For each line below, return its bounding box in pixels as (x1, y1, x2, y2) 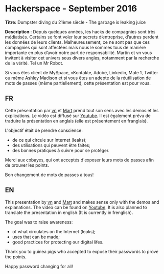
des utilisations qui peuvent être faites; (12, 142, 91, 148)
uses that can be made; (12, 234, 60, 240)
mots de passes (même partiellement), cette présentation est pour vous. (5, 80, 151, 86)
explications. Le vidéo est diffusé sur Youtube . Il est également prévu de (5, 113, 151, 119)
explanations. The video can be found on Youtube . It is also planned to (5, 204, 147, 210)
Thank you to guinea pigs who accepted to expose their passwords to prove (5, 248, 159, 254)
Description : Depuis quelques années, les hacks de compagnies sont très (5, 29, 156, 34)
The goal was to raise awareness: (5, 219, 73, 225)
